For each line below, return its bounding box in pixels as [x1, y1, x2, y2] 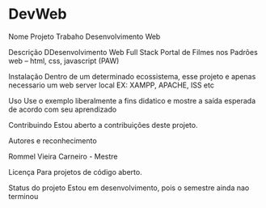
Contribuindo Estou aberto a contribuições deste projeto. [8, 120, 198, 129]
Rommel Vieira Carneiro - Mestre [8, 151, 119, 161]
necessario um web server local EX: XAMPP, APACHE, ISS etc [8, 80, 214, 90]
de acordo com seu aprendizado [8, 104, 117, 114]
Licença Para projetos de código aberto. [8, 167, 143, 176]
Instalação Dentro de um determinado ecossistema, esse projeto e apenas [8, 71, 256, 81]
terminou [8, 191, 39, 201]
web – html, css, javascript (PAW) [8, 56, 120, 66]
